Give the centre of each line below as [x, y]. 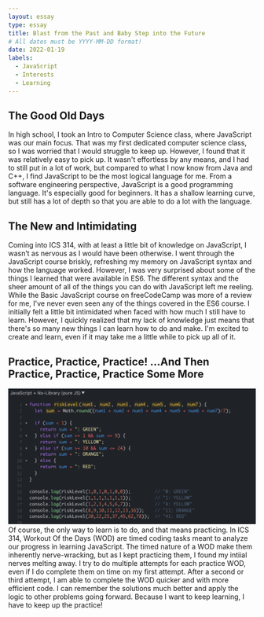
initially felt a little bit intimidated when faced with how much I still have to [127, 312]
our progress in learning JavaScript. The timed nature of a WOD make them [130, 547]
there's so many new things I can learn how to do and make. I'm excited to [128, 329]
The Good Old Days [56, 116]
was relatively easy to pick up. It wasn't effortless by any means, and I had [129, 160]
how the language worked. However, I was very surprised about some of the [132, 270]
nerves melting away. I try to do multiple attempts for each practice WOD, [127, 564]
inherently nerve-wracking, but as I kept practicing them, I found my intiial [128, 555]
